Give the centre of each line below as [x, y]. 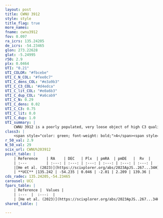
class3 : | [15, 132]
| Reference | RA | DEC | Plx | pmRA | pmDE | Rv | [82, 158]
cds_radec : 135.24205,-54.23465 [38, 177]
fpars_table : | [20, 185]
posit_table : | [20, 154]
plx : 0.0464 [17, 64]
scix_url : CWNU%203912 [28, 150]
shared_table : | [21, 204]
